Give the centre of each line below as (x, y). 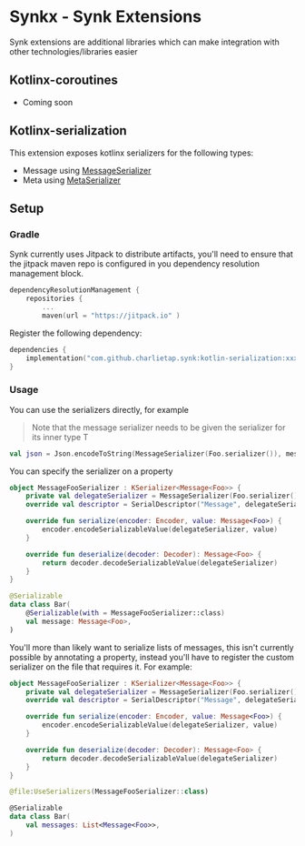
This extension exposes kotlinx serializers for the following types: (132, 153)
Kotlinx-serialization (68, 131)
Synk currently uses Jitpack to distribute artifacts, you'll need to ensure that (151, 254)
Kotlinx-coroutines (64, 81)
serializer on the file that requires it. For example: (101, 667)
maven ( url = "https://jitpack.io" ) (111, 316)
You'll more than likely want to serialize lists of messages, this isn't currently (152, 647)
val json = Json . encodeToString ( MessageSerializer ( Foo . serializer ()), (146, 453)
